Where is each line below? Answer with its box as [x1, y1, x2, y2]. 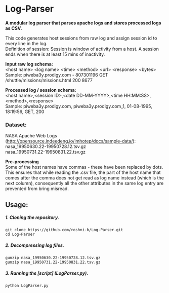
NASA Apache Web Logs [5, 133, 57, 139]
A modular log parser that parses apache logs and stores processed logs [5, 20, 161, 26]
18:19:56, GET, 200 [5, 108, 45, 115]
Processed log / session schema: [5, 87, 77, 93]
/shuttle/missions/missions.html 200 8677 [5, 77, 93, 83]
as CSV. [5, 25, 22, 31]
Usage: [5, 200, 29, 209]
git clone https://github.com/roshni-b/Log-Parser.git [5, 227, 123, 232]
